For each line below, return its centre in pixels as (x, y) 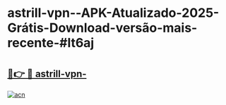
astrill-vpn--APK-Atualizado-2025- (113, 13)
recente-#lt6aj (51, 43)
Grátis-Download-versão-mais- (102, 28)
